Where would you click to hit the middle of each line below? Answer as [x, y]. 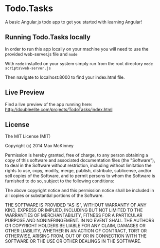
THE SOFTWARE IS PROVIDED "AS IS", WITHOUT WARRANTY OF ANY [76, 205]
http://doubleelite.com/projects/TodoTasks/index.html [59, 109]
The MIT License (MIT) [28, 136]
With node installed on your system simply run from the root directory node [79, 63]
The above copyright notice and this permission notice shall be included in [80, 191]
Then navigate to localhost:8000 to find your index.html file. [65, 77]
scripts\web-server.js [28, 68]
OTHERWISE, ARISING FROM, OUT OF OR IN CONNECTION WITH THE [76, 236]
